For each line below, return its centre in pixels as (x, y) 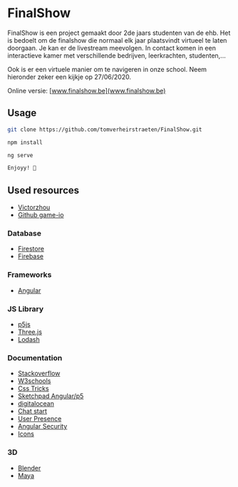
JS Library (26, 309)
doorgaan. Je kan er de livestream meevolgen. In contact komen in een (112, 48)
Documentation (35, 357)
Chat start (32, 412)
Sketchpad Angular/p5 (51, 396)
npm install (25, 142)
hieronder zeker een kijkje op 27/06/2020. (69, 77)
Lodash (29, 339)
